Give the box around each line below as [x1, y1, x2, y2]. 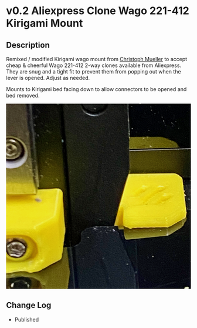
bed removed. [6, 92, 40, 99]
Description [6, 40, 50, 50]
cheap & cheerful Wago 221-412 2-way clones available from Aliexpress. [6, 62, 182, 69]
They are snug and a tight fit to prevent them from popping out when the [6, 68, 181, 75]
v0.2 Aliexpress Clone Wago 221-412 [6, 4, 189, 18]
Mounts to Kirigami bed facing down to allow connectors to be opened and [6, 86, 187, 92]
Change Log [6, 300, 52, 310]
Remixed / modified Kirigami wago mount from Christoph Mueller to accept [6, 56, 188, 62]
